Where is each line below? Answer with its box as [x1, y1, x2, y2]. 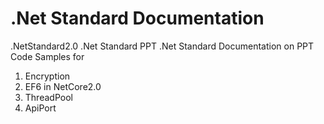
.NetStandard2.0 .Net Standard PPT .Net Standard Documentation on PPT [10, 40, 315, 52]
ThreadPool [24, 91, 73, 103]
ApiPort [24, 102, 57, 114]
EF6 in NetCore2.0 [24, 80, 102, 92]
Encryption [24, 70, 71, 82]
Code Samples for [10, 50, 85, 62]
